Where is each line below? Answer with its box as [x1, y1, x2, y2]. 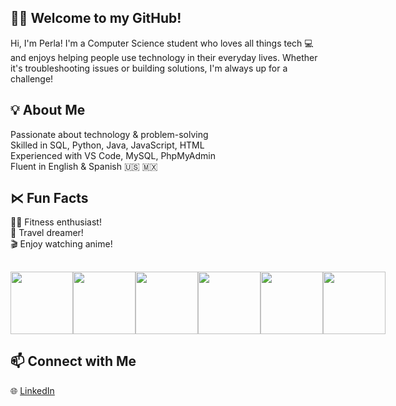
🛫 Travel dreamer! [10, 227, 84, 239]
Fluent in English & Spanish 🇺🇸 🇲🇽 [10, 160, 158, 172]
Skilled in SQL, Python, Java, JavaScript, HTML [10, 139, 205, 151]
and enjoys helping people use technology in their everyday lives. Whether [10, 51, 318, 63]
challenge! [10, 72, 54, 85]
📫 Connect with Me [10, 353, 137, 370]
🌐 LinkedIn [10, 384, 55, 396]
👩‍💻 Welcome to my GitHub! [10, 10, 182, 27]
